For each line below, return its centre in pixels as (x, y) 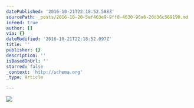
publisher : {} (24, 50)
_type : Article (25, 77)
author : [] (19, 28)
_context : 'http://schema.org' (45, 72)
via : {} (16, 34)
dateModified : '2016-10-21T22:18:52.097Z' (59, 39)
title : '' (18, 45)
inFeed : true (22, 22)
